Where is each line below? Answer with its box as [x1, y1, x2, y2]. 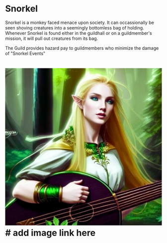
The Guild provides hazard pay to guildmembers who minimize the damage [5, 45, 159, 51]
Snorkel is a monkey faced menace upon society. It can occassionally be [5, 19, 154, 25]
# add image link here [5, 228, 96, 239]
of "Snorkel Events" [5, 50, 46, 56]
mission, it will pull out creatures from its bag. [5, 35, 98, 41]
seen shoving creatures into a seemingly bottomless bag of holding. [5, 24, 144, 30]
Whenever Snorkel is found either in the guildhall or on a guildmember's [5, 30, 153, 36]
